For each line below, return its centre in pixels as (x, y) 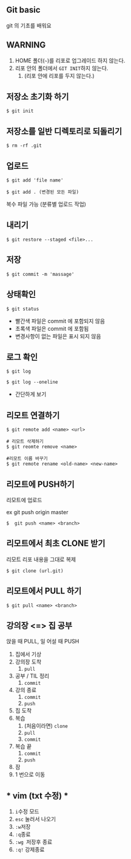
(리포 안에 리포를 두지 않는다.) (59, 76)
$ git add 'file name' (35, 180)
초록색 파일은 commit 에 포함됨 (52, 328)
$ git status (23, 309)
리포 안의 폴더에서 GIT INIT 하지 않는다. (62, 68)
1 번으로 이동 (30, 775)
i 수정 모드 (27, 811)
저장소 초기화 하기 (38, 97)
